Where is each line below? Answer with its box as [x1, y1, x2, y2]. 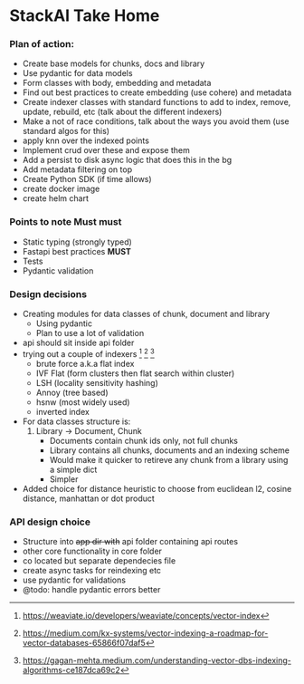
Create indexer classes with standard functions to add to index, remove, [22, 97, 291, 108]
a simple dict [49, 464, 98, 475]
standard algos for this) [22, 126, 110, 137]
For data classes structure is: [22, 416, 131, 427]
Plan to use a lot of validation [35, 328, 145, 339]
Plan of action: [9, 38, 75, 51]
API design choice [9, 515, 90, 528]
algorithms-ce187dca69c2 [22, 665, 120, 676]
